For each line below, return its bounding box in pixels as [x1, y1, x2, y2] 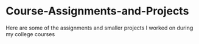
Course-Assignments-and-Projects [5, 4, 189, 18]
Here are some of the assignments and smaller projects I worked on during [5, 24, 194, 31]
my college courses [5, 30, 55, 37]
